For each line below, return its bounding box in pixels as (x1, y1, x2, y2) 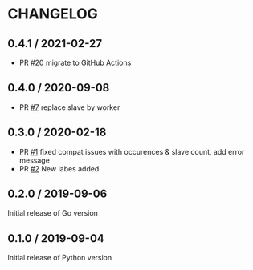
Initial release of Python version (7, 253, 112, 263)
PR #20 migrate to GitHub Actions (18, 58, 132, 67)
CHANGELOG (7, 5, 98, 23)
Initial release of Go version (7, 208, 98, 218)
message (18, 155, 50, 165)
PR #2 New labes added (18, 163, 100, 173)
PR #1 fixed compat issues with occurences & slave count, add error (18, 147, 245, 156)
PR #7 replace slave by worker (18, 102, 120, 112)
